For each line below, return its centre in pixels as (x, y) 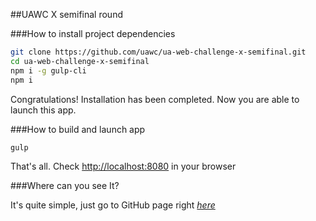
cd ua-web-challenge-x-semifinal (80, 61)
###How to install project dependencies (93, 33)
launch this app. (43, 110)
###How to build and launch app (78, 129)
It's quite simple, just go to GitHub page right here (113, 205)
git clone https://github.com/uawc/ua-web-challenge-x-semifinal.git (158, 52)
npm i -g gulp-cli (48, 70)
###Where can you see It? (65, 186)
